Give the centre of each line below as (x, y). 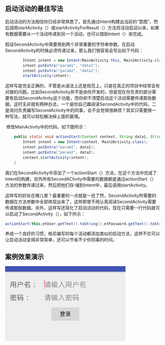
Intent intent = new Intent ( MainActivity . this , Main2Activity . (89, 60)
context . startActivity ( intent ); (56, 158)
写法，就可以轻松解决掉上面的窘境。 (46, 116)
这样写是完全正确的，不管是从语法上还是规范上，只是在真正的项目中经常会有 (82, 86)
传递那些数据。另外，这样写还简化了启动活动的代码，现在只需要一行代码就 (80, 208)
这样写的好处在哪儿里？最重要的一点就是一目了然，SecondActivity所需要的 (81, 195)
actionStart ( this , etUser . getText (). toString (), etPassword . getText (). (78, 224)
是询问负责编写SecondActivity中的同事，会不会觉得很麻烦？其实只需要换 (79, 110)
